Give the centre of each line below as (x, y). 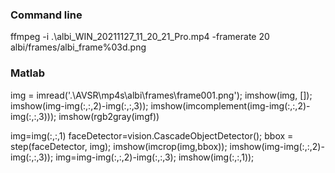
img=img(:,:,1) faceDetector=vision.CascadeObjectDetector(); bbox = (152, 135)
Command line (46, 15)
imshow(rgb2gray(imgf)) (109, 116)
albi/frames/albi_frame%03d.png (78, 47)
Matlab (28, 73)
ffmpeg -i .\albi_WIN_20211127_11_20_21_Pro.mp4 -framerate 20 (140, 37)
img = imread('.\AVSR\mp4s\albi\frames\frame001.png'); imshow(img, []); (161, 95)
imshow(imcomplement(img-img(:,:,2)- (230, 105)
